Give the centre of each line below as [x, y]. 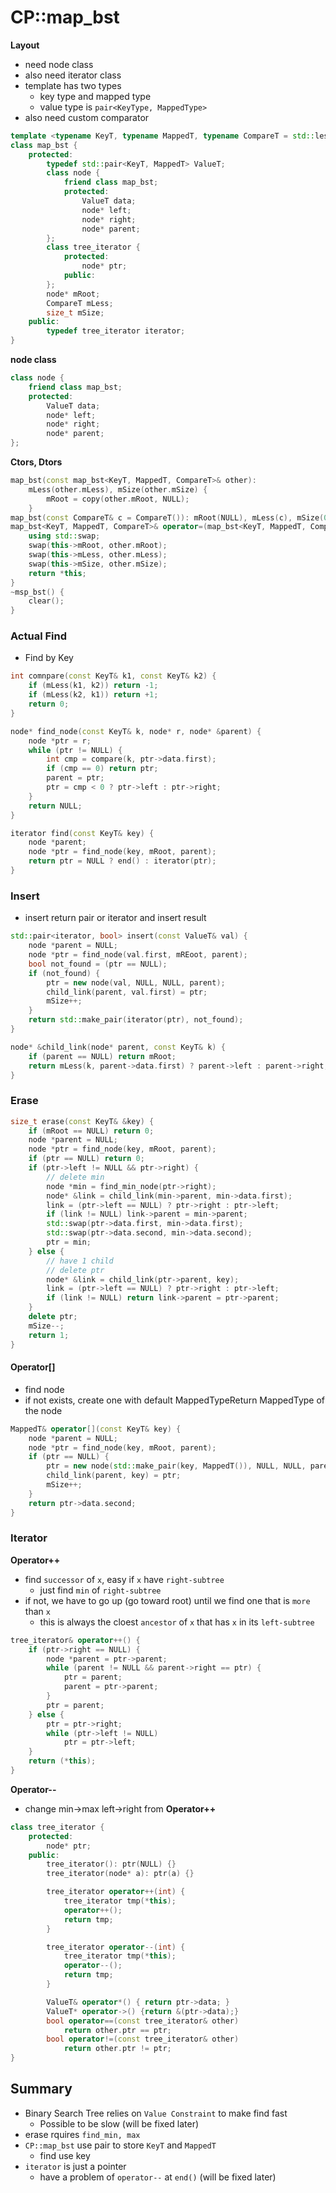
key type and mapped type [95, 96]
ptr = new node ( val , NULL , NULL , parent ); [136, 982]
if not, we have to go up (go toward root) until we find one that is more [167, 1600]
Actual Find [38, 636]
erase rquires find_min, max [82, 2134]
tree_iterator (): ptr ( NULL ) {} [111, 1864]
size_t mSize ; [75, 312]
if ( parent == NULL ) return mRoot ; [102, 1056]
